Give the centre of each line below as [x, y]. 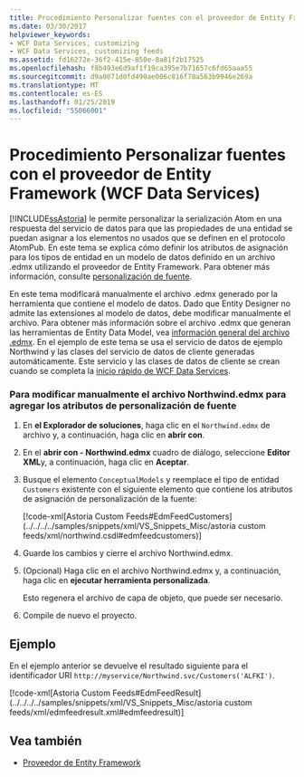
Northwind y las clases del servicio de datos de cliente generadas [132, 352]
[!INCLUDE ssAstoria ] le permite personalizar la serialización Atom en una [146, 219]
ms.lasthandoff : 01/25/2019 [62, 102]
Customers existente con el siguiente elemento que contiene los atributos [157, 489]
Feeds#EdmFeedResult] [157, 693]
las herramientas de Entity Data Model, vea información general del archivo [150, 332]
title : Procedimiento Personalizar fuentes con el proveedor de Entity [147, 18]
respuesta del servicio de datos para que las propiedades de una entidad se [151, 228]
